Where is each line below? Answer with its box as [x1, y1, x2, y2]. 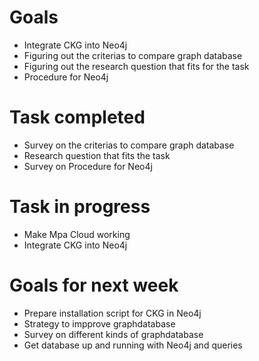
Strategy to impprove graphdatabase [23, 317, 176, 330]
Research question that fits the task [23, 149, 171, 161]
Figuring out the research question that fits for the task [23, 60, 250, 72]
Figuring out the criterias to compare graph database [23, 49, 243, 61]
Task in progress [9, 196, 151, 218]
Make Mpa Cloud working [23, 228, 131, 240]
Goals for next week [9, 274, 179, 296]
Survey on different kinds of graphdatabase [23, 328, 204, 340]
